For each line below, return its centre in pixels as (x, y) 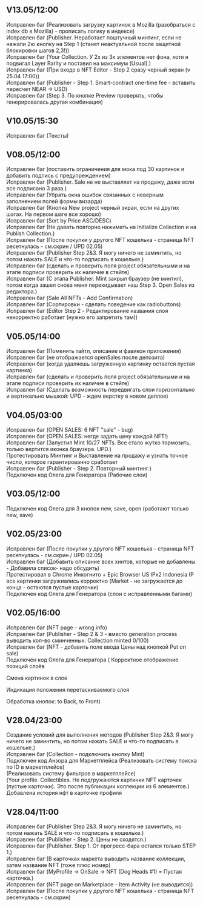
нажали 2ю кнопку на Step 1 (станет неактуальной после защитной (94, 44)
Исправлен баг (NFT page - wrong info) (57, 628)
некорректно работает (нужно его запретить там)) (72, 317)
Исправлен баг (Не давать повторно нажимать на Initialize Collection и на (101, 227)
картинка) (19, 370)
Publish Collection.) (31, 233)
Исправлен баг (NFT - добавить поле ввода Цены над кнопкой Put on (96, 647)
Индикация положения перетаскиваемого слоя (68, 689)
